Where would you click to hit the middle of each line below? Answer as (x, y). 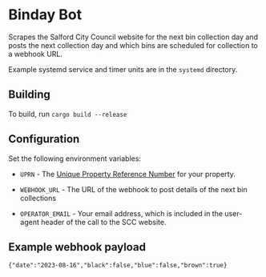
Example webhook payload (77, 247)
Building (29, 95)
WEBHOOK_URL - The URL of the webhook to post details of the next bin (133, 189)
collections (38, 198)
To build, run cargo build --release (68, 114)
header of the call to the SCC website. (104, 222)
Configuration (44, 139)
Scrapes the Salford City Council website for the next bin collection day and (133, 37)
